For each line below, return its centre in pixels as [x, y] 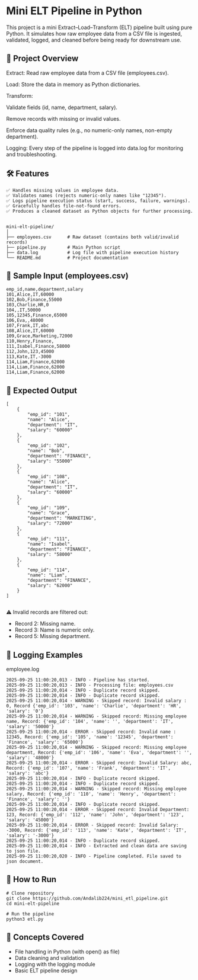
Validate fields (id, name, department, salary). [62, 107]
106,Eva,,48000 [25, 321]
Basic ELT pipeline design [46, 971]
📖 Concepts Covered [45, 937]
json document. [25, 861]
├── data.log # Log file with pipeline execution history [92, 252]
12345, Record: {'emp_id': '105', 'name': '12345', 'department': [90, 737]
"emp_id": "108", [49, 477]
